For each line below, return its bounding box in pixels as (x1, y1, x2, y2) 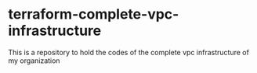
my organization (8, 56, 60, 65)
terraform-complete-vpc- (8, 5, 179, 23)
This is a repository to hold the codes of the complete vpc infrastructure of (8, 47, 249, 57)
